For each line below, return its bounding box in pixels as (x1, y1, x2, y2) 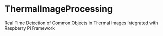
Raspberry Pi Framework (4, 25, 55, 31)
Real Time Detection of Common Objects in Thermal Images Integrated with (4, 20, 158, 26)
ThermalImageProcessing (4, 3, 113, 15)
